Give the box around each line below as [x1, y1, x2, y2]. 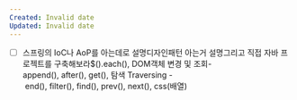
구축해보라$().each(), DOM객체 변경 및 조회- [53, 58, 212, 69]
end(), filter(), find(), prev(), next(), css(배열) [24, 80, 187, 91]
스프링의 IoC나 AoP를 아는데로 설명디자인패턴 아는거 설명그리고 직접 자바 [22, 46, 279, 58]
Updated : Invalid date [9, 21, 94, 30]
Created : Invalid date [9, 12, 94, 22]
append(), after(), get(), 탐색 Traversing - [22, 69, 174, 80]
